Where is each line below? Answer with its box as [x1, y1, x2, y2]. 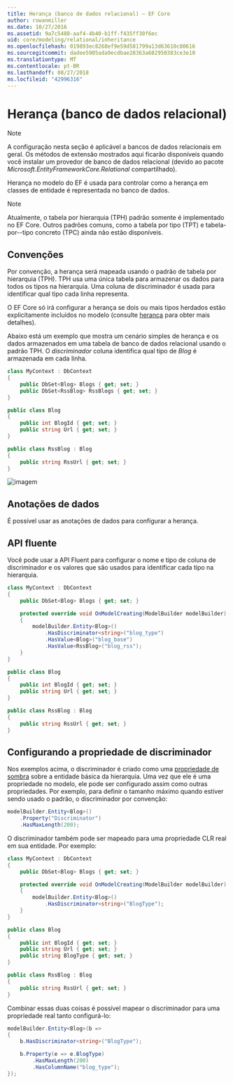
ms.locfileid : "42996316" [7, 75, 83, 83]
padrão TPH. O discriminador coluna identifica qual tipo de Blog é [7, 347, 197, 355]
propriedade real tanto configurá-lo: [7, 1011, 111, 1019]
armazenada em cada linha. [7, 354, 87, 363]
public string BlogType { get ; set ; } [20, 953, 133, 960]
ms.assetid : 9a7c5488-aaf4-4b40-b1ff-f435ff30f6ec [7, 30, 158, 37]
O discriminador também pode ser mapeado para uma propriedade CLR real [7, 834, 227, 842]
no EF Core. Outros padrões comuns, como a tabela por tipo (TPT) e [7, 221, 204, 229]
